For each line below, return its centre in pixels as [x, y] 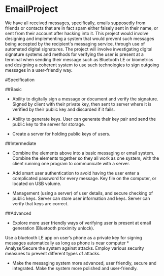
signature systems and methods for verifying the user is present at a [74, 54]
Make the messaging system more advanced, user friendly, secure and [84, 263]
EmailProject [32, 9]
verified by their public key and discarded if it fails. [64, 109]
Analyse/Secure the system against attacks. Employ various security [75, 248]
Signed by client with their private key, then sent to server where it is [82, 104]
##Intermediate [21, 143]
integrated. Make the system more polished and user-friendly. [75, 268]
